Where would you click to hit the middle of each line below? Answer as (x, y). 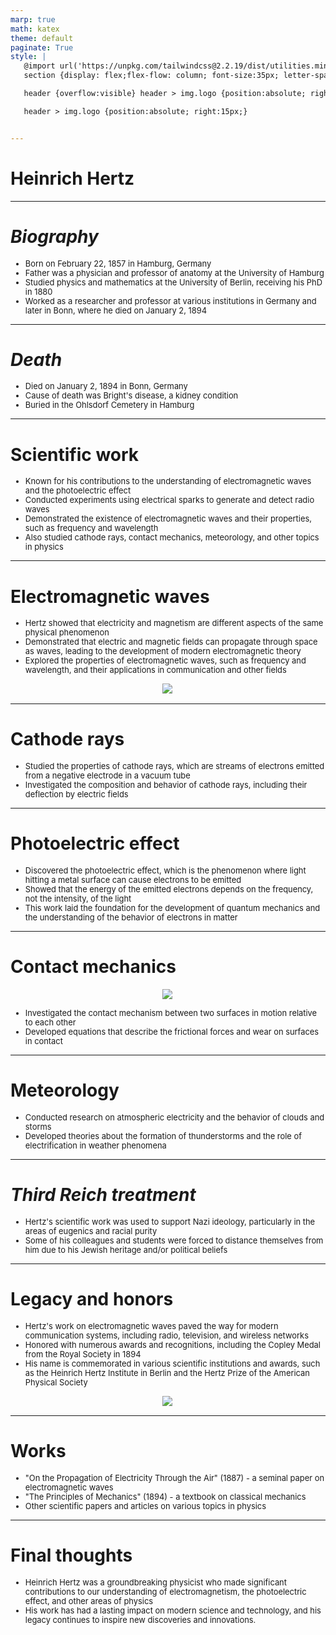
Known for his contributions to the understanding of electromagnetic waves (168, 481)
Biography (54, 236)
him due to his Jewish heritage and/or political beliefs (126, 1249)
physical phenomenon (67, 632)
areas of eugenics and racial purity (91, 1231)
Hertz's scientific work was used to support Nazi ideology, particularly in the (170, 1221)
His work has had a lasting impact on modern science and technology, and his (173, 1610)
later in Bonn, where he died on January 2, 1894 (115, 310)
